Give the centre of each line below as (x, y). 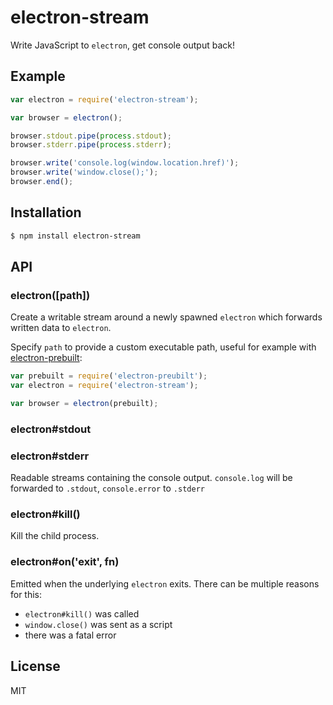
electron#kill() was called (82, 613)
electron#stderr (50, 456)
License (35, 666)
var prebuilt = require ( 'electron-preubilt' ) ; (109, 376)
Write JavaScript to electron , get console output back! (122, 45)
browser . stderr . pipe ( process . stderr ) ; (91, 145)
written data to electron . (61, 328)
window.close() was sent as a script (98, 624)
